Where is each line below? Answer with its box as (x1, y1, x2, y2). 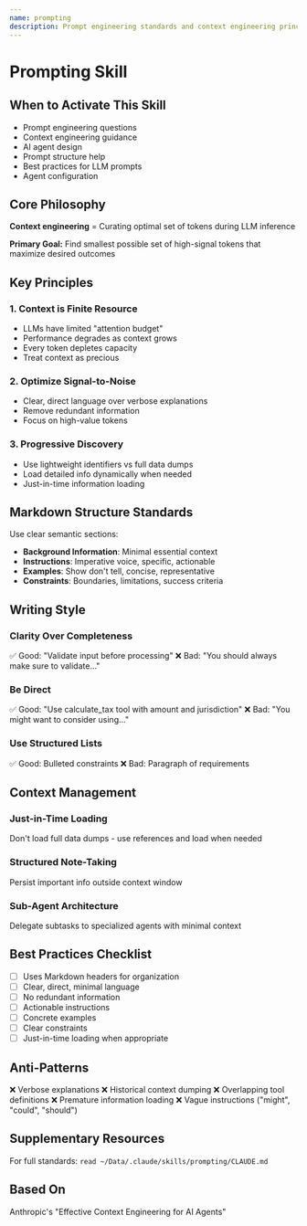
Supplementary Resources (9, 1131, 165, 1147)
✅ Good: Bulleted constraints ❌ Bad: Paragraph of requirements (9, 757, 249, 768)
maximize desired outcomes (9, 248, 116, 259)
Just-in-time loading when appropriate (22, 1033, 169, 1044)
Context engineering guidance (22, 132, 138, 143)
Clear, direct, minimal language (22, 981, 140, 992)
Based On (9, 1182, 66, 1198)
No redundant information (22, 991, 121, 1002)
